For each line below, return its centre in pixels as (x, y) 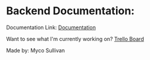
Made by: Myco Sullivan (36, 50)
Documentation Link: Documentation (51, 27)
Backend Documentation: (71, 11)
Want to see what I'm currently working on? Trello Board (75, 39)
